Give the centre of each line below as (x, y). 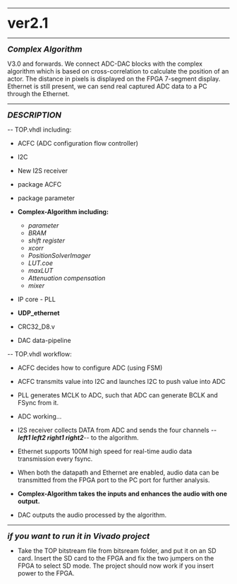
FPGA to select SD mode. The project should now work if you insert (115, 566)
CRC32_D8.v (36, 327)
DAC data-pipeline (44, 340)
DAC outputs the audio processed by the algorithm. (92, 515)
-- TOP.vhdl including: (39, 129)
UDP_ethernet (38, 313)
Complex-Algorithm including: (63, 212)
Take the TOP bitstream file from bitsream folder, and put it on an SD (117, 551)
